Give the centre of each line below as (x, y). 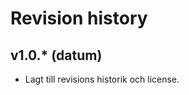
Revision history (79, 18)
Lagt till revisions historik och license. (102, 79)
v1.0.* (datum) (56, 55)
